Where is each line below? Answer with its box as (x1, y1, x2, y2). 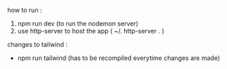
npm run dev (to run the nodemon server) (17, 20, 139, 27)
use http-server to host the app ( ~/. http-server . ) (17, 27, 164, 35)
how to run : (7, 6, 42, 14)
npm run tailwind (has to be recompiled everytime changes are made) (17, 54, 221, 62)
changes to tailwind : (7, 40, 68, 48)
